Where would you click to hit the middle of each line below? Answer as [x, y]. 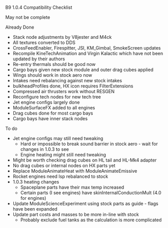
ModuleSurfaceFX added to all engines [54, 108]
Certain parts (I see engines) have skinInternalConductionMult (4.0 [91, 193]
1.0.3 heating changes [36, 182]
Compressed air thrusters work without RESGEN [64, 91]
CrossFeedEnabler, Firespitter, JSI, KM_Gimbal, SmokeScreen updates [87, 48]
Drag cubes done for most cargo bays [53, 113]
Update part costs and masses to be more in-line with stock [76, 214]
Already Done [20, 27]
